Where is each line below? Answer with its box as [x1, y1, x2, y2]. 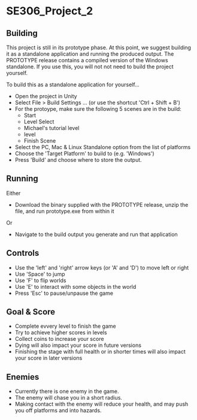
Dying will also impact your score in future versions [14, 342, 142, 349]
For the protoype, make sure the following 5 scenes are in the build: [14, 105, 181, 112]
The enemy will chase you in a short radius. [14, 394, 123, 401]
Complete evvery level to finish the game [14, 322, 116, 330]
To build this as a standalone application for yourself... [6, 81, 140, 88]
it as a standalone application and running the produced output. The [6, 50, 174, 58]
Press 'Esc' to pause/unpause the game [14, 289, 114, 297]
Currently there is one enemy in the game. [14, 388, 119, 395]
